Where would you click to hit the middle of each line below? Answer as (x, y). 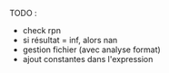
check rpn (42, 30)
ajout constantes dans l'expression (88, 59)
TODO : (24, 13)
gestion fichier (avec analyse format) (91, 50)
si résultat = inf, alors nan (70, 40)
